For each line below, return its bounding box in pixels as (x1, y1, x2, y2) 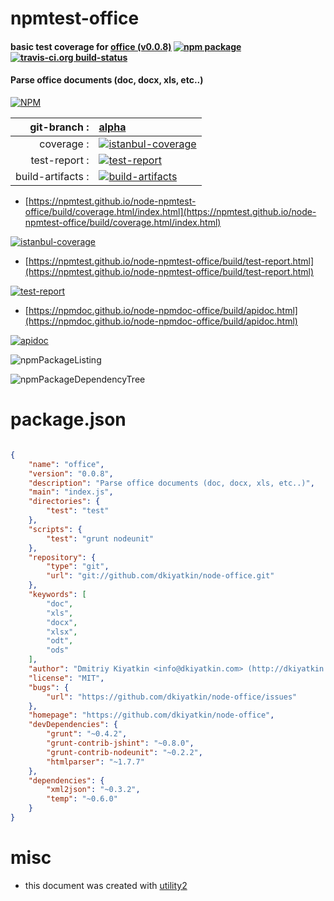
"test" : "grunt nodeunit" (46, 533, 155, 544)
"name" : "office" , (28, 459, 105, 469)
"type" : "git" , (46, 562, 110, 572)
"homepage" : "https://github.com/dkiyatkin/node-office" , (28, 710, 275, 721)
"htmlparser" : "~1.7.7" (46, 757, 145, 767)
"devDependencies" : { (28, 720, 118, 730)
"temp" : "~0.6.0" (46, 794, 118, 804)
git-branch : (29, 120, 90, 134)
